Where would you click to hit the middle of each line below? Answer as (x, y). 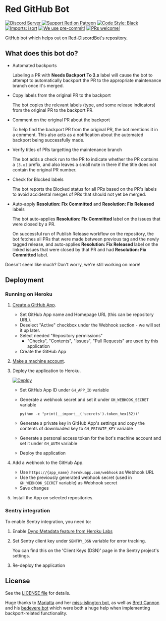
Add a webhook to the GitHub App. (48, 463)
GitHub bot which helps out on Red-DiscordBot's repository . (66, 38)
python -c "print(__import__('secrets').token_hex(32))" (80, 414)
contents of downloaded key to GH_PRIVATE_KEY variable (76, 429)
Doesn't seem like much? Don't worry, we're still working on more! (73, 264)
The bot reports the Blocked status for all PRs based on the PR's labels (84, 189)
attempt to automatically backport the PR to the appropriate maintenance (87, 80)
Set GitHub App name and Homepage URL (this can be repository (87, 314)
